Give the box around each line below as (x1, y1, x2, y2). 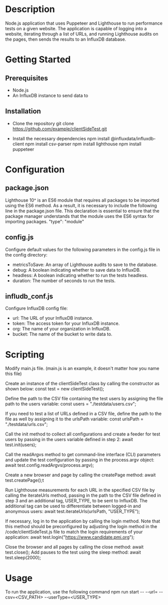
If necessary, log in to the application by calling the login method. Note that (5, 518, 160, 524)
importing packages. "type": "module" (5, 218, 84, 224)
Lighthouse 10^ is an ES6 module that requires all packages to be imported (5, 197, 159, 203)
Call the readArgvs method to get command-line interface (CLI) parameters (5, 452, 161, 458)
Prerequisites (5, 74, 48, 82)
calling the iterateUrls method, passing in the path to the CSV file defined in (5, 492, 161, 498)
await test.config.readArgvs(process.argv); (5, 462, 94, 468)
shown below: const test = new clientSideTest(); (5, 386, 104, 392)
